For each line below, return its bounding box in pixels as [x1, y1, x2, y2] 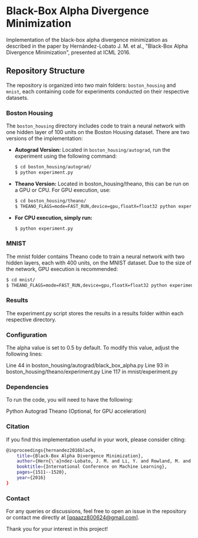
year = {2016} [16, 475, 46, 481]
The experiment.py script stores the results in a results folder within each [6, 309, 184, 317]
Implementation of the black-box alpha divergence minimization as [6, 36, 168, 43]
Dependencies [6, 383, 49, 391]
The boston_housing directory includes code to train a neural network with [6, 122, 186, 129]
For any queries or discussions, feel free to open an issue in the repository [6, 508, 187, 515]
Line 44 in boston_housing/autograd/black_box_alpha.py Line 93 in [6, 362, 169, 369]
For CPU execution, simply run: [14, 214, 93, 221]
